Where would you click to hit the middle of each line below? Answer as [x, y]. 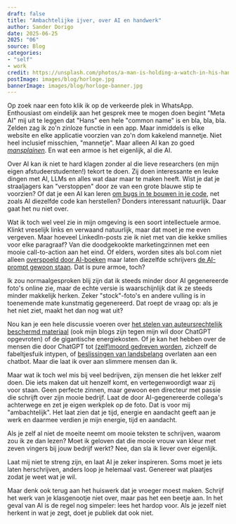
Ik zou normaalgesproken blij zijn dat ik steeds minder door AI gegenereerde [118, 281]
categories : [25, 53]
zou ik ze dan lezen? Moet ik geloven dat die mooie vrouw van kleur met [112, 441]
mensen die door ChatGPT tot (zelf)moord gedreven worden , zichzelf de [112, 347]
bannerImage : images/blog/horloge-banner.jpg [75, 86]
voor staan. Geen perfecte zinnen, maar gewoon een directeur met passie [114, 390]
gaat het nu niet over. [38, 209]
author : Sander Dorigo [40, 27]
